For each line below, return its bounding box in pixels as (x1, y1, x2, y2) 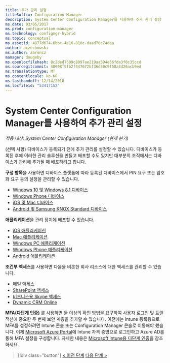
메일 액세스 (12, 281, 35, 287)
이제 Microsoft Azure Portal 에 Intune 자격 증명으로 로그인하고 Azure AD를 (16, 328, 164, 335)
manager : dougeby (5, 54, 42, 60)
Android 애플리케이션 (12, 253, 55, 259)
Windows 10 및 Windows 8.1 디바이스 (12, 187, 89, 193)
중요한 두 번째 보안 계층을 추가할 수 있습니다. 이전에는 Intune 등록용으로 (18, 316, 160, 322)
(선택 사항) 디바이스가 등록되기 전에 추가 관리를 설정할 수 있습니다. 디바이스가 (5, 146, 157, 152)
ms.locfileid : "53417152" (5, 83, 60, 88)
